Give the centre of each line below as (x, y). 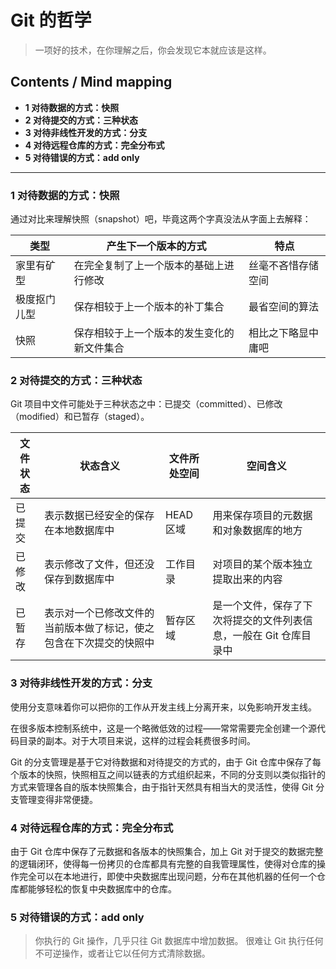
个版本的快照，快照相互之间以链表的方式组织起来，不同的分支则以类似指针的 (168, 774)
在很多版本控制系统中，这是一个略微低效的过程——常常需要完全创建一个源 (163, 728)
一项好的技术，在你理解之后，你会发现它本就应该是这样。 (153, 50)
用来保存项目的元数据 (262, 516)
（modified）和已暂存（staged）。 (80, 417)
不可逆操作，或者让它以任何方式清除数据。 (122, 953)
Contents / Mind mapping (91, 82)
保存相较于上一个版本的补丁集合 (149, 307)
